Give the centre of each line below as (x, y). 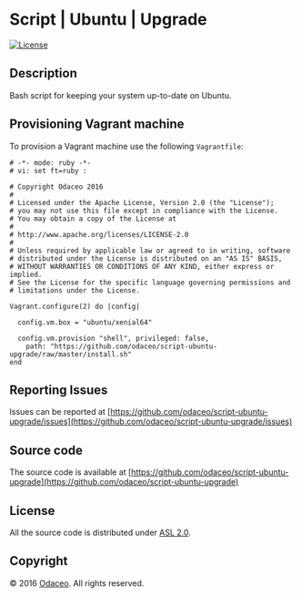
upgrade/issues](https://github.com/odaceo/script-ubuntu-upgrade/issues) (151, 422)
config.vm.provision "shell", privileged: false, (113, 338)
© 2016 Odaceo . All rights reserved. (77, 583)
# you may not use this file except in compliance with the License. (144, 211)
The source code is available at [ (70, 472)
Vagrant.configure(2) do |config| (75, 306)
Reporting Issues (59, 390)
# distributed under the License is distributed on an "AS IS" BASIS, (146, 258)
